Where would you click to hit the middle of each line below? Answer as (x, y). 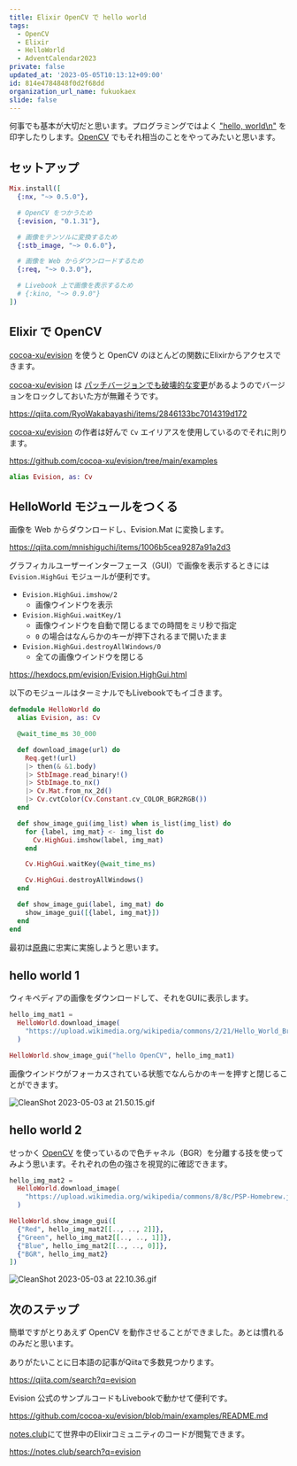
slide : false (33, 100)
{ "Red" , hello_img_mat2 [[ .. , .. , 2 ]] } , (91, 1229)
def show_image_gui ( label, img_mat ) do (91, 904)
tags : (19, 26)
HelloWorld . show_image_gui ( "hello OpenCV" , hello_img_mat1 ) (122, 1055)
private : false (37, 67)
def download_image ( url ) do (69, 749)
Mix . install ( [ (35, 189)
